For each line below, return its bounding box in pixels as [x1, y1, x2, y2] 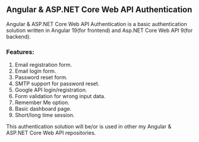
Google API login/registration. [14, 86, 87, 93]
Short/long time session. [14, 112, 75, 119]
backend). [6, 33, 31, 40]
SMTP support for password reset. [14, 80, 100, 88]
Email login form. [14, 67, 56, 75]
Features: [6, 47, 34, 56]
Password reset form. [14, 74, 68, 81]
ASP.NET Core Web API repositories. [6, 130, 96, 137]
